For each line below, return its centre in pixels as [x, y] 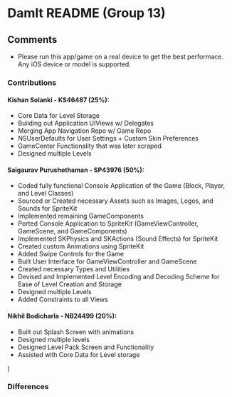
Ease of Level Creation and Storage [70, 284]
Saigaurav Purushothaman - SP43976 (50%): [76, 170]
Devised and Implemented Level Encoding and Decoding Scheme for [118, 277]
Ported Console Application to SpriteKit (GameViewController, [108, 223]
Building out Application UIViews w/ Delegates [86, 124]
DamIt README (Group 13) [86, 13]
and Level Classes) [46, 194]
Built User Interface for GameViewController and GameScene [107, 261]
